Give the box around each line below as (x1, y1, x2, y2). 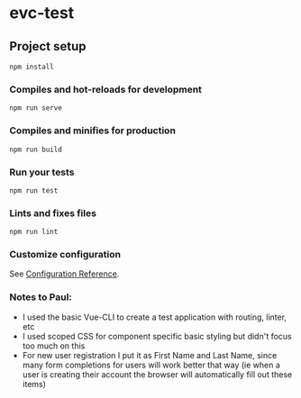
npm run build (9, 145, 63, 154)
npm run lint (9, 228, 59, 237)
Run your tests (9, 166, 75, 178)
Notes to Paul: (9, 291, 72, 303)
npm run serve (9, 104, 63, 113)
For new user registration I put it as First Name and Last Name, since (22, 349, 278, 360)
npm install (9, 62, 54, 71)
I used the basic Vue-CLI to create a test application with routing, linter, (22, 312, 287, 322)
